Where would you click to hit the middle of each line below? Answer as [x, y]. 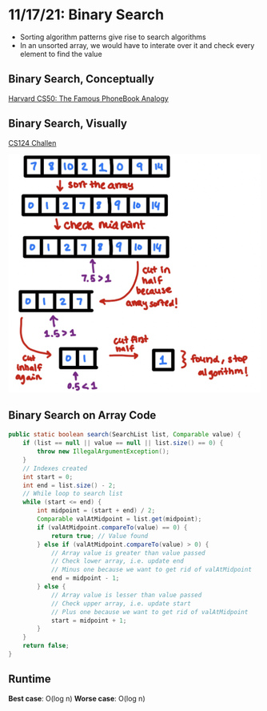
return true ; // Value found [100, 536]
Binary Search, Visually [68, 124]
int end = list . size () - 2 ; [69, 485]
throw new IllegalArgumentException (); [104, 452]
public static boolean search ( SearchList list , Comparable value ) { [125, 435]
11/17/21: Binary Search [86, 15]
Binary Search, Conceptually [81, 79]
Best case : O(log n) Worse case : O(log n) [77, 698]
